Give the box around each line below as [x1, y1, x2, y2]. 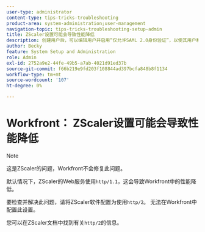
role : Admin [6, 54, 37, 60]
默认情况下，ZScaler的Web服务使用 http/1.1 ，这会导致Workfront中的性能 [6, 178, 191, 185]
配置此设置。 [6, 206, 38, 213]
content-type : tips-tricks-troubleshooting [6, 15, 119, 21]
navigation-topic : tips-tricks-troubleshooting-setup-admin [6, 26, 163, 32]
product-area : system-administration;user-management [6, 20, 146, 26]
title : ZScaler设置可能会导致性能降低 [6, 32, 95, 38]
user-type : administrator [6, 9, 72, 15]
